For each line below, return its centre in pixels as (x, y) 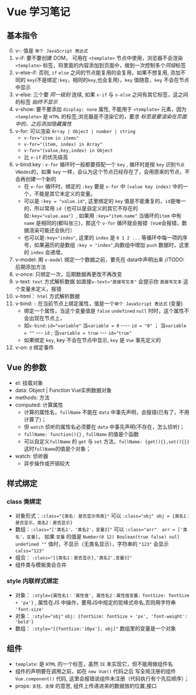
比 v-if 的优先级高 (46, 157)
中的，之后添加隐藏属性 (43, 124)
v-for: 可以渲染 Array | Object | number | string (75, 131)
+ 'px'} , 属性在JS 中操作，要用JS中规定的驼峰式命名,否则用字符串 (95, 602)
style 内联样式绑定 (33, 581)
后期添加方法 (30, 267)
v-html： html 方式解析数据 (48, 296)
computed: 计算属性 (39, 405)
